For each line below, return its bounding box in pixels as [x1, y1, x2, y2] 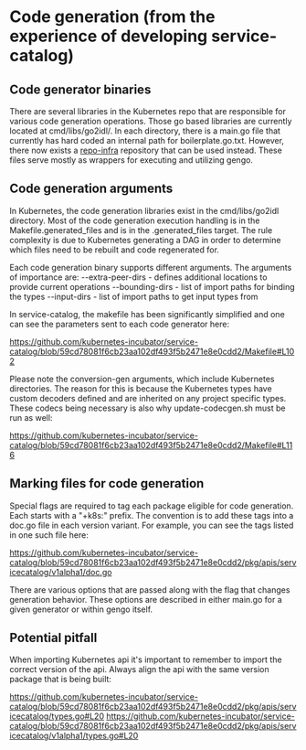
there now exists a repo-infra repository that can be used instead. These [9, 145, 283, 155]
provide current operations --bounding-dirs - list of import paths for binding [9, 281, 295, 292]
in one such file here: [9, 529, 89, 541]
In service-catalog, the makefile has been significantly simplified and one [9, 308, 285, 319]
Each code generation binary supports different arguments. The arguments [9, 262, 292, 273]
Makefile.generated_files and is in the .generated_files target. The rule [9, 224, 273, 235]
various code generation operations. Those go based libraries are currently [9, 116, 292, 126]
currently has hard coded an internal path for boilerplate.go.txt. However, [9, 135, 285, 145]
